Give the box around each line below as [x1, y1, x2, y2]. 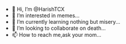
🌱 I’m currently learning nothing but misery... [11, 18, 120, 25]
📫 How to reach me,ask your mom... [11, 32, 102, 38]
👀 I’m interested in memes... [11, 12, 80, 19]
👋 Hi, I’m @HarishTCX [11, 6, 65, 12]
